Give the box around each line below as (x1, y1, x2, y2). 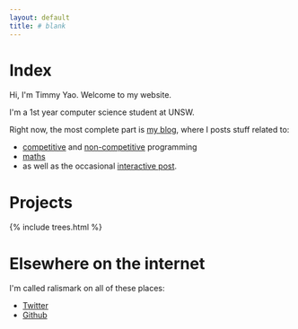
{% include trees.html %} (9, 221, 103, 233)
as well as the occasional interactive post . (22, 160, 178, 171)
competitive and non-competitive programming (22, 142, 197, 152)
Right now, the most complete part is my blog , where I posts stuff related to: (9, 125, 290, 135)
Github (22, 310, 48, 321)
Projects (9, 192, 74, 212)
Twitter (22, 300, 49, 311)
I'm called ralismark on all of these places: (9, 283, 165, 294)
